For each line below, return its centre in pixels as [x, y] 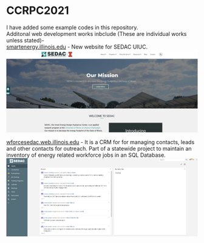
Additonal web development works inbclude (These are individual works [97, 33]
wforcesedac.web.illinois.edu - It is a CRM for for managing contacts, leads [100, 142]
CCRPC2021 [38, 11]
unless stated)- [25, 40]
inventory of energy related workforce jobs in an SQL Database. [86, 155]
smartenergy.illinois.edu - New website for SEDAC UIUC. [77, 47]
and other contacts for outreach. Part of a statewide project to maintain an [99, 148]
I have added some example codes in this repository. [72, 27]
